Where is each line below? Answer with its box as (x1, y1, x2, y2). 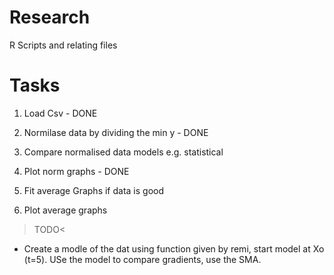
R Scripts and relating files (9, 39, 118, 51)
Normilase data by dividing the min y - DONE (23, 126, 209, 138)
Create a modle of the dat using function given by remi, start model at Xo (23, 242, 325, 255)
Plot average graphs (23, 204, 108, 216)
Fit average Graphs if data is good (23, 184, 165, 196)
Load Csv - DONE (23, 107, 98, 119)
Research (9, 6, 91, 29)
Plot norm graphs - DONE (23, 165, 130, 177)
